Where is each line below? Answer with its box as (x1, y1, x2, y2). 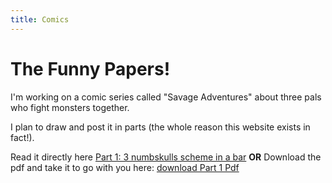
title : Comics (10, 14, 70, 25)
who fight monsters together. (10, 101, 130, 113)
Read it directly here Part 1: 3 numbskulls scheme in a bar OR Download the (10, 151, 322, 163)
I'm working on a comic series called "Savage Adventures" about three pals (10, 91, 322, 103)
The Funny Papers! (10, 57, 171, 80)
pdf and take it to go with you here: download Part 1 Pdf (10, 161, 240, 173)
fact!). (10, 131, 35, 143)
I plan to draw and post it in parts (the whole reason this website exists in (10, 121, 311, 133)
